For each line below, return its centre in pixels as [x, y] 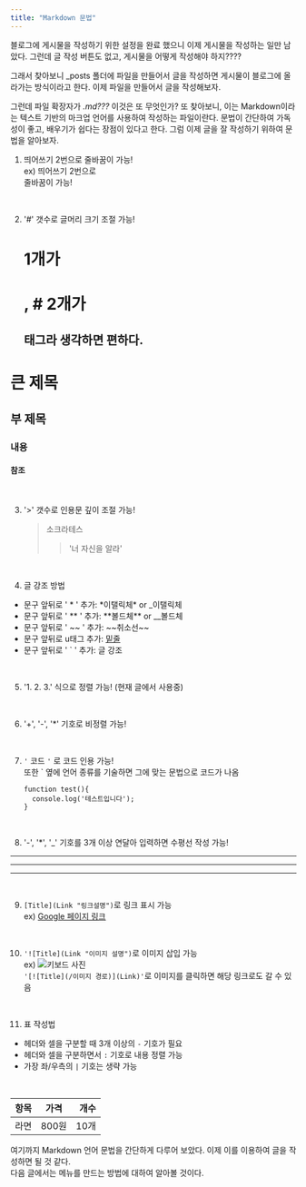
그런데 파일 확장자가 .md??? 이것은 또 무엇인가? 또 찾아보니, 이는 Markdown [145, 106]
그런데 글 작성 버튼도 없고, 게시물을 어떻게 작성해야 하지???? [136, 56]
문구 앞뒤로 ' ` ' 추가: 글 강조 [73, 650]
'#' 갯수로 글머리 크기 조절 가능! [79, 219]
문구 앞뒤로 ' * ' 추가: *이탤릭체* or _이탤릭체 [103, 605]
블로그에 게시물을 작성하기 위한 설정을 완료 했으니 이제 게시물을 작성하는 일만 [146, 45]
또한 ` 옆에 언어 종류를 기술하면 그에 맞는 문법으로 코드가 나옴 [131, 772]
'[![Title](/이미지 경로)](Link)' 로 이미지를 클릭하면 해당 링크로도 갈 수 [153, 976]
